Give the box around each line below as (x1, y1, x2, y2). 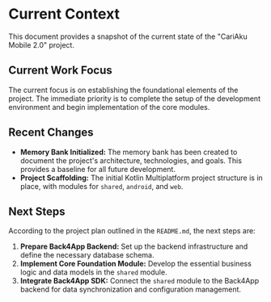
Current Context (8, 5, 120, 23)
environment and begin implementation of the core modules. (8, 102, 210, 111)
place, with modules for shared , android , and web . (19, 181, 184, 191)
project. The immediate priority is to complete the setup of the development (8, 94, 261, 103)
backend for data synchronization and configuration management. (19, 284, 241, 295)
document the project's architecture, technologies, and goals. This (19, 155, 243, 166)
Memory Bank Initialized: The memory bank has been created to (19, 147, 238, 157)
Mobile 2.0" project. (8, 40, 75, 49)
